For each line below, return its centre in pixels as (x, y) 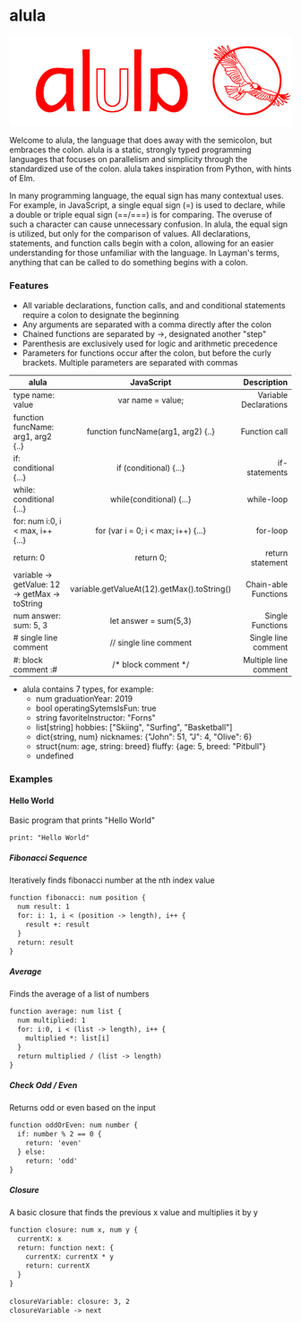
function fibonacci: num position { (77, 898)
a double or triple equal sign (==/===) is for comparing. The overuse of (141, 215)
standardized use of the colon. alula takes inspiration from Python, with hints (151, 169)
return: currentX (58, 1266)
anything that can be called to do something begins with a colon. (129, 263)
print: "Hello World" (50, 838)
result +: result (58, 925)
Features (29, 286)
